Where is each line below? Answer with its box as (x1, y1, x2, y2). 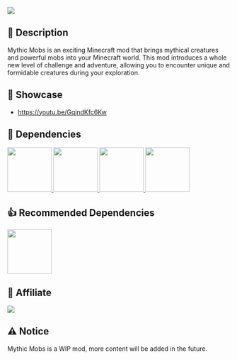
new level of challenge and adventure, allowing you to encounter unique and (7, 60, 230, 69)
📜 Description (7, 27, 69, 39)
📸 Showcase (7, 89, 63, 101)
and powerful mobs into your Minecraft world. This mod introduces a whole (7, 53, 228, 62)
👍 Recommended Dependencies (7, 207, 155, 219)
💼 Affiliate (7, 286, 52, 298)
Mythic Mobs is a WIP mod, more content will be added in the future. (7, 344, 207, 353)
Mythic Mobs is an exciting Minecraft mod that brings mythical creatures (7, 45, 219, 54)
